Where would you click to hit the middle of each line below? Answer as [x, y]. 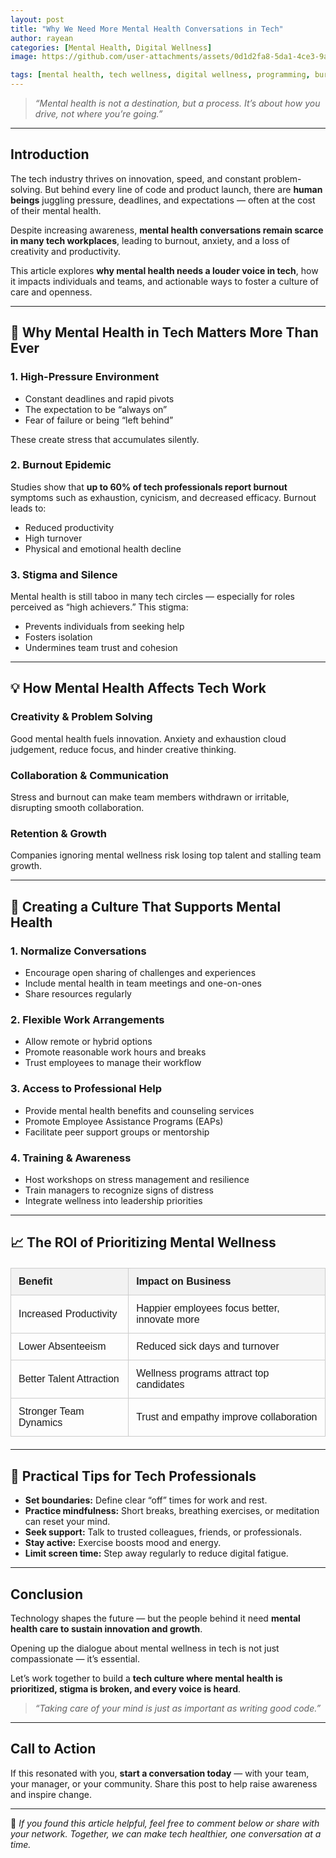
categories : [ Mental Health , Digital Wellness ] [111, 47]
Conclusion [47, 1594]
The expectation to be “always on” [96, 409]
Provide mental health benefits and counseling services [139, 1110]
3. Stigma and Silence [64, 574]
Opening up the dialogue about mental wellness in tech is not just [145, 1648]
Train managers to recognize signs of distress [119, 1190]
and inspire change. [51, 1794]
